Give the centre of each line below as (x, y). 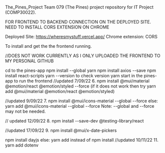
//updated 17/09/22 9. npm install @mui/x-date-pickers (61, 130)
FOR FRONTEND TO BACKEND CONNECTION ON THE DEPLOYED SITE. (78, 22)
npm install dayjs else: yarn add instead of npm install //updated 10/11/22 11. (82, 140)
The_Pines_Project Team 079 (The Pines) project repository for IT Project (79, 7)
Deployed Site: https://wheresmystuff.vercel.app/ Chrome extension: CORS (81, 37)
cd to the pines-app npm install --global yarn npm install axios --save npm (81, 70)
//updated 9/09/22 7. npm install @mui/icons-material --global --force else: (82, 101)
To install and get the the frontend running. (49, 46)
